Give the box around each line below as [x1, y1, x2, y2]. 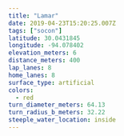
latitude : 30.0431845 [8, 34, 81, 42]
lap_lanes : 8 [8, 64, 52, 72]
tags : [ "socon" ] [8, 26, 62, 34]
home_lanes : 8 [8, 71, 56, 79]
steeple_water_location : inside [8, 116, 116, 124]
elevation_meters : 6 [8, 49, 78, 57]
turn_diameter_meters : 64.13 [8, 101, 106, 109]
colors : [8, 86, 34, 94]
